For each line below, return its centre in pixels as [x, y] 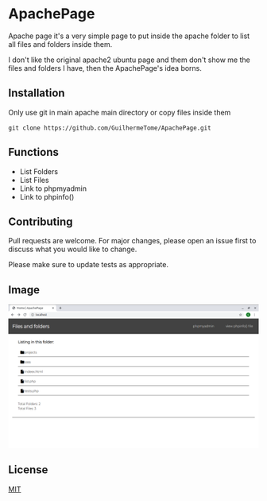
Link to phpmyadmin [53, 188]
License [28, 470]
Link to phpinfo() [47, 196]
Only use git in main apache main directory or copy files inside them [120, 112]
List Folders [39, 171]
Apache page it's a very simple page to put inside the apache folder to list [129, 36]
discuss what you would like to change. [73, 249]
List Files [34, 180]
